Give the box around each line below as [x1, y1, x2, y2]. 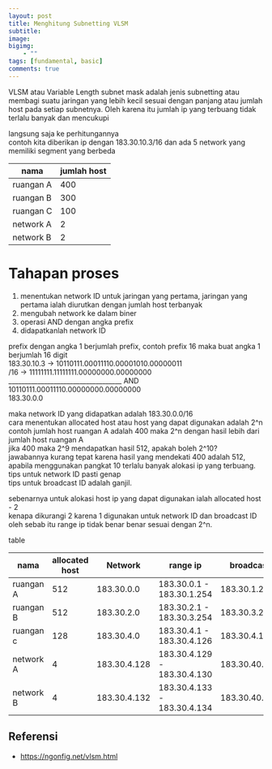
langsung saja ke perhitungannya [8, 128, 119, 138]
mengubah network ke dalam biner [19, 308, 138, 318]
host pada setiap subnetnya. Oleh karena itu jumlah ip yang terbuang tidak [8, 104, 257, 114]
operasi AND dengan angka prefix [19, 317, 134, 326]
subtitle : [8, 27, 42, 35]
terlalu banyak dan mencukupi [8, 113, 109, 123]
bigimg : [8, 42, 35, 50]
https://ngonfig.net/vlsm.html [19, 751, 118, 761]
